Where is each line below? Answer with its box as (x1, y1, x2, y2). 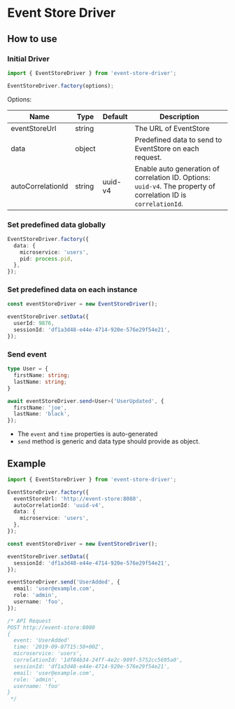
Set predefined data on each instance (7, 285, 138, 295)
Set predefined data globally (7, 219, 106, 229)
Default (102, 111, 128, 121)
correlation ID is (134, 190, 187, 200)
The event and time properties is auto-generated (17, 429, 158, 439)
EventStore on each (134, 144, 199, 153)
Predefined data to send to (134, 135, 222, 144)
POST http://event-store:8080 (7, 624, 96, 631)
